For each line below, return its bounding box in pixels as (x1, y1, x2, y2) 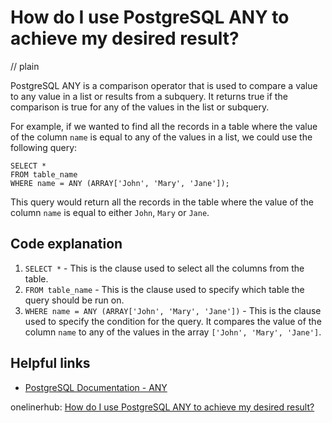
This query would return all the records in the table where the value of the (10, 196, 315, 208)
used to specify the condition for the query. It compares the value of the (24, 315, 322, 327)
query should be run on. (24, 294, 125, 306)
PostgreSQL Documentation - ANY (24, 381, 168, 393)
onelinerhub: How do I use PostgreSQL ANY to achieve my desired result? (10, 401, 315, 413)
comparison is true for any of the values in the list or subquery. (10, 101, 270, 113)
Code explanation (10, 236, 123, 253)
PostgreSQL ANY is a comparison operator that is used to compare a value (10, 79, 318, 91)
